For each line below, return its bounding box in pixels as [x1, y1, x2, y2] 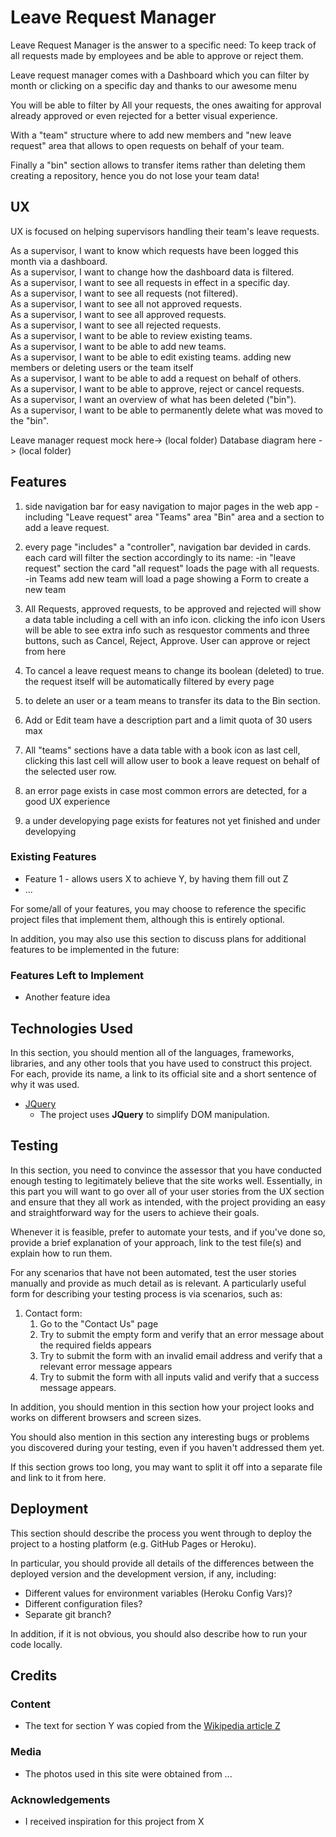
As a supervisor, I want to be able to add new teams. [10, 340, 227, 352]
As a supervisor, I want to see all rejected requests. [10, 319, 222, 331]
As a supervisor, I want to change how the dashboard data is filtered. [10, 266, 295, 278]
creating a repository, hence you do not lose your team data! [10, 169, 260, 181]
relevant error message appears [39, 1360, 173, 1372]
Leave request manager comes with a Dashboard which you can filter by [10, 69, 310, 81]
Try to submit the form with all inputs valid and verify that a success [39, 1371, 320, 1383]
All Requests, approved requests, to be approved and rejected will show [24, 602, 322, 615]
